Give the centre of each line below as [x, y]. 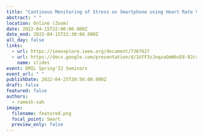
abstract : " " [24, 18]
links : [14, 46]
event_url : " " [25, 74]
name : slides [34, 62]
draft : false [23, 85]
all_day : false [25, 40]
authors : [17, 96]
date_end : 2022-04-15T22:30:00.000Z [52, 35]
